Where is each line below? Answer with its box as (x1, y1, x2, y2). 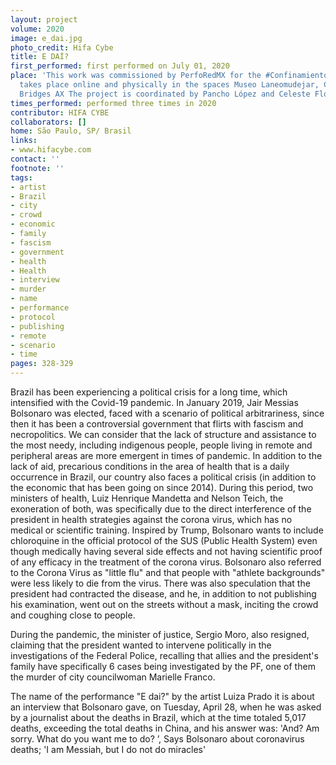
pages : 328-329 (10, 359, 74, 369)
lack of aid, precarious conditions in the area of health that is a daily (10, 461, 290, 472)
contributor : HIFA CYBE (10, 107, 110, 118)
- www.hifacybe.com (10, 145, 92, 155)
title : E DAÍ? (10, 52, 70, 62)
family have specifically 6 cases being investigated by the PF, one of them (10, 661, 316, 672)
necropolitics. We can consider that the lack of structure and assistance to (10, 429, 317, 440)
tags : (10, 172, 33, 183)
